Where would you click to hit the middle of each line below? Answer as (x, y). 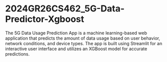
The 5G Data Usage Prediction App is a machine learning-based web (76, 33)
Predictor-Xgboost (45, 19)
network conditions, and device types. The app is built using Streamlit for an (84, 43)
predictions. (17, 54)
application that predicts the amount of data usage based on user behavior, (83, 38)
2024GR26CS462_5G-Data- (65, 9)
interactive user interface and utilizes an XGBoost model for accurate (76, 49)
